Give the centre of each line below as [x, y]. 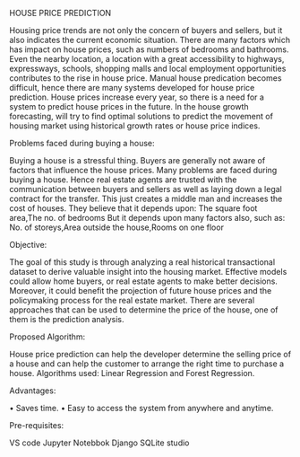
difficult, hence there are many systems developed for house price [132, 88]
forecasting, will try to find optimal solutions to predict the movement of [141, 116]
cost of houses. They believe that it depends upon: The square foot [133, 208]
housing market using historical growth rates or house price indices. [135, 126]
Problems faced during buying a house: [82, 143]
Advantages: [33, 391]
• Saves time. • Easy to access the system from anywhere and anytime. [141, 408]
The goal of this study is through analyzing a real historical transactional [142, 262]
